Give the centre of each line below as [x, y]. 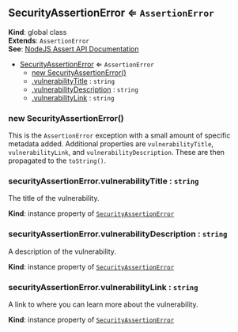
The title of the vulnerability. [54, 198]
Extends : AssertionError [49, 40]
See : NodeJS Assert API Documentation [74, 49]
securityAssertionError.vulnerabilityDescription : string [118, 234]
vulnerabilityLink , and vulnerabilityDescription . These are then [117, 153]
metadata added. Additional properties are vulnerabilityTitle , [111, 144]
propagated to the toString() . [57, 160]
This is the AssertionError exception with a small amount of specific [119, 136]
